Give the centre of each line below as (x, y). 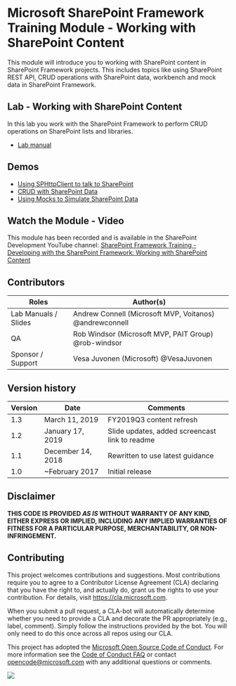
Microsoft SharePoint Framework (106, 13)
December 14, (68, 451)
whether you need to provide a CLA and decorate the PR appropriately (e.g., (118, 618)
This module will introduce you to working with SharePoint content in (107, 62)
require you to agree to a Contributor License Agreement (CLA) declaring (113, 582)
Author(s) (149, 302)
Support (24, 363)
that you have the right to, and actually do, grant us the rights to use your (113, 590)
